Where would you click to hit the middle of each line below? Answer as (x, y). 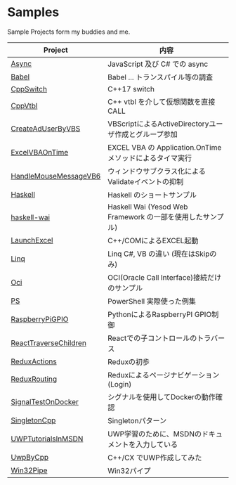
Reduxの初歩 (129, 361)
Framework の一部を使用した (156, 216)
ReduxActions (34, 361)
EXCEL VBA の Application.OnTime (165, 147)
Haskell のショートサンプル (152, 195)
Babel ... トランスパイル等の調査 (160, 77)
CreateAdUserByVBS (46, 129)
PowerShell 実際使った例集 (152, 301)
